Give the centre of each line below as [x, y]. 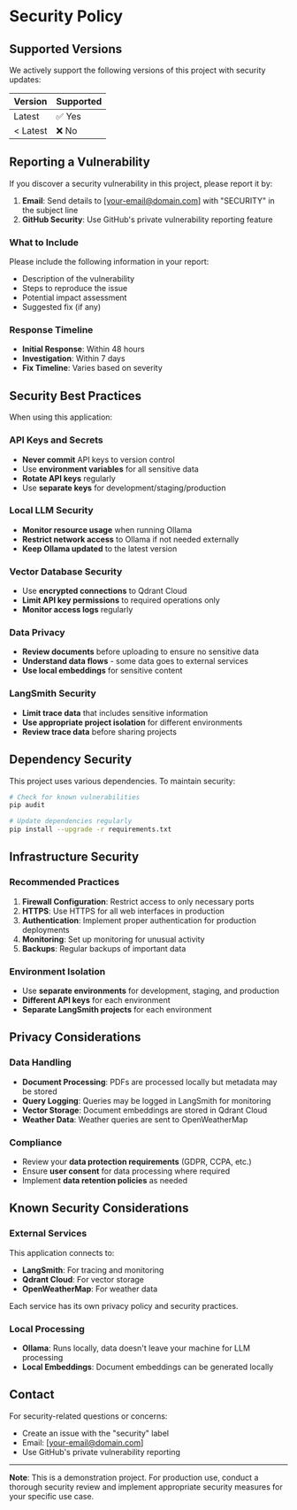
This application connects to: [62, 1252]
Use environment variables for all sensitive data [110, 469]
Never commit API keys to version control [98, 459]
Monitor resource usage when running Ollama [107, 529]
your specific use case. [52, 1496]
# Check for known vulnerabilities [75, 797]
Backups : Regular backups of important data [104, 948]
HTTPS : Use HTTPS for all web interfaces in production [123, 911]
